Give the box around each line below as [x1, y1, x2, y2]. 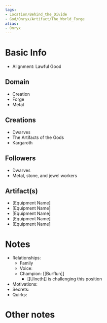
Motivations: [12, 281, 38, 287]
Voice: [19, 265, 33, 271]
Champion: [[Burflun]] [19, 271, 65, 277]
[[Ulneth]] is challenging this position [27, 276, 102, 282]
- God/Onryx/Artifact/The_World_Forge [5, 16, 85, 21]
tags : [5, 7, 16, 12]
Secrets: [12, 286, 30, 293]
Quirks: [12, 292, 27, 298]
